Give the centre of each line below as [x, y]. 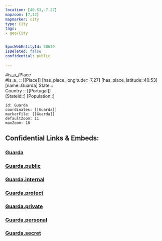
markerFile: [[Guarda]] [30, 114]
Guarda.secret [23, 233]
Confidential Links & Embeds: [52, 138]
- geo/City [17, 33]
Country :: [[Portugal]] [28, 90]
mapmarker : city [22, 19]
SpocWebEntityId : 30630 [30, 47]
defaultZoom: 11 [22, 118]
